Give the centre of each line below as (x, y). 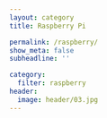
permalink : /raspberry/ (54, 42)
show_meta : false (42, 50)
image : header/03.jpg (58, 99)
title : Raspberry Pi (48, 26)
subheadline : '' (40, 59)
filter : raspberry (52, 83)
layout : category (42, 17)
